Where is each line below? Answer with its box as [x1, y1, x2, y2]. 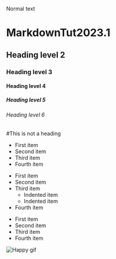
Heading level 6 [6, 111, 45, 118]
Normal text [6, 5, 35, 12]
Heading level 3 [6, 68, 53, 76]
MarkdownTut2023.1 [6, 26, 111, 39]
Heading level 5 [6, 96, 46, 103]
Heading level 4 [6, 83, 46, 90]
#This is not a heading [6, 130, 61, 137]
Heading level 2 [6, 50, 66, 60]
